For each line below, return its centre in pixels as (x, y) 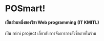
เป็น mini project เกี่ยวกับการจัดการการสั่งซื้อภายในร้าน (51, 33)
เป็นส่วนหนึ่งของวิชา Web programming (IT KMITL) (52, 22)
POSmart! (25, 9)
